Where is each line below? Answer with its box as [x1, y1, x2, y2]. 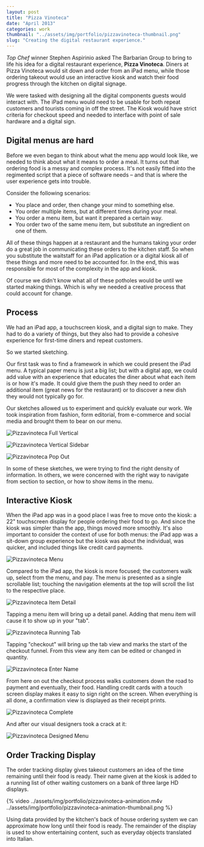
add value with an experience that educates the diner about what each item [6, 373, 196, 380]
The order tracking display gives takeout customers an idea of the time [6, 766, 184, 774]
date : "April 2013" [6, 20, 56, 26]
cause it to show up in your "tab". [6, 617, 90, 624]
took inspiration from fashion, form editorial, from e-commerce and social [6, 411, 191, 418]
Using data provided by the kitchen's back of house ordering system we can [6, 816, 198, 823]
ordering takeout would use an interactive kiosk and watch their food [6, 74, 179, 81]
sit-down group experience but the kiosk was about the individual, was [6, 538, 184, 545]
